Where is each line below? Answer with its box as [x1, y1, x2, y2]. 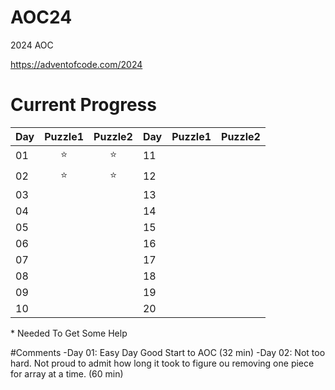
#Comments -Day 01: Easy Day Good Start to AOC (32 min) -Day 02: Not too [10, 346, 326, 358]
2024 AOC [10, 39, 54, 51]
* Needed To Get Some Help [10, 327, 128, 339]
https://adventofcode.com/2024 [10, 58, 143, 70]
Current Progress [10, 94, 157, 116]
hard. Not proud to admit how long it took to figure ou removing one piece [10, 357, 315, 369]
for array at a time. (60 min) [10, 367, 124, 380]
